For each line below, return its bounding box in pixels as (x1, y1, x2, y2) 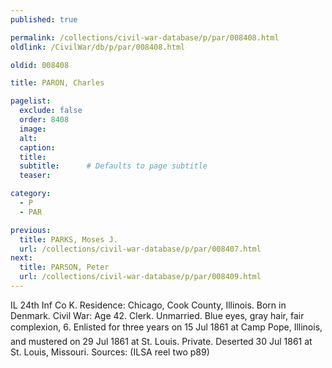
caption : (19, 142, 56, 153)
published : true (10, 14, 78, 25)
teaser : (19, 171, 52, 181)
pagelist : (10, 96, 52, 106)
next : (10, 253, 33, 263)
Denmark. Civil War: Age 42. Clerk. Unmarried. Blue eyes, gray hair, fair (10, 309, 305, 321)
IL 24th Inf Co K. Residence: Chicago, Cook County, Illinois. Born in (10, 299, 287, 311)
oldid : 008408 (10, 60, 70, 70)
